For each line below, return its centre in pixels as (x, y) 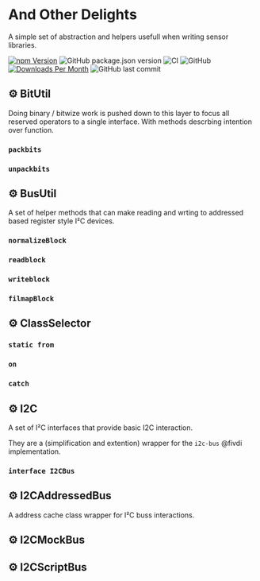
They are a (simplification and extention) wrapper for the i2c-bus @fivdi (125, 443)
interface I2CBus (42, 471)
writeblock (29, 279)
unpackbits (29, 169)
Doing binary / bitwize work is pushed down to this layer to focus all (119, 113)
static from (31, 345)
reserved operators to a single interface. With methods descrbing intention (130, 122)
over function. (31, 130)
